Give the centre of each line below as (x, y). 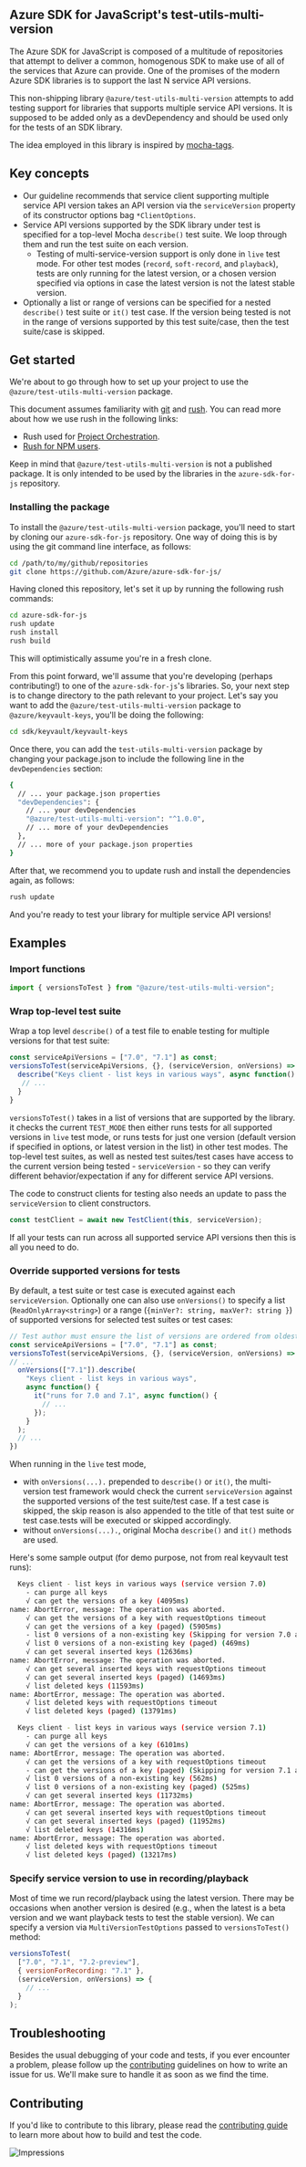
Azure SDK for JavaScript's (89, 15)
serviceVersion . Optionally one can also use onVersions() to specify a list (148, 1300)
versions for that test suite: (60, 1041)
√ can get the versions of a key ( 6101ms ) (107, 1744)
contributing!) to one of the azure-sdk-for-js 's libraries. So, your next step (149, 686)
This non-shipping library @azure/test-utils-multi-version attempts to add (152, 98)
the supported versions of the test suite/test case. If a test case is (146, 1502)
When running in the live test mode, (78, 1464)
